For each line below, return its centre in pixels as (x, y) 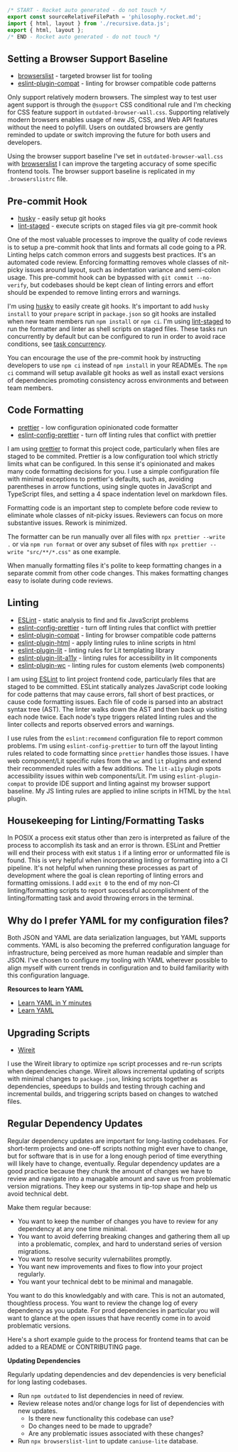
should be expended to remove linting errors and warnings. (94, 292)
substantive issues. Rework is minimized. (67, 523)
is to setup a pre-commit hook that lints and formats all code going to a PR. (117, 247)
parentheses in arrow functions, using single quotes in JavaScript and (109, 486)
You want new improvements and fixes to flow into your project (110, 1266)
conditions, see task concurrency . (57, 344)
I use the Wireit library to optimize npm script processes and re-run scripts (115, 1064)
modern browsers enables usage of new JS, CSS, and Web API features (113, 120)
